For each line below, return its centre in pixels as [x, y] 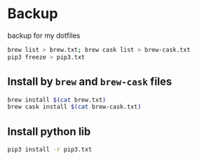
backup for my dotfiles [44, 35]
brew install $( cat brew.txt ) [57, 100]
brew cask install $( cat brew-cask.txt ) [75, 107]
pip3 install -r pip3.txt [49, 150]
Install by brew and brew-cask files [90, 82]
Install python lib [49, 132]
